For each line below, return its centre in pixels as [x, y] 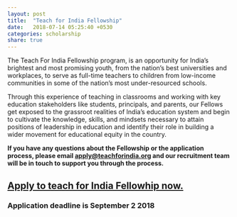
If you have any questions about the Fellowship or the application [106, 148]
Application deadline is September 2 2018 [81, 206]
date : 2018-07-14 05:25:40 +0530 [60, 27]
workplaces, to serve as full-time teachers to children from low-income [112, 76]
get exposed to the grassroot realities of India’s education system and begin [118, 112]
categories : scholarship [44, 34]
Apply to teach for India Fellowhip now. [95, 185]
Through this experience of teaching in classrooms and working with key [114, 97]
